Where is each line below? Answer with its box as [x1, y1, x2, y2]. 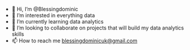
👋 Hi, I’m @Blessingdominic [11, 6, 78, 12]
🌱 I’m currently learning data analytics [11, 18, 104, 25]
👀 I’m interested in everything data [11, 12, 95, 19]
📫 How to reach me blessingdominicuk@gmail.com [11, 37, 138, 44]
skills [11, 31, 25, 38]
